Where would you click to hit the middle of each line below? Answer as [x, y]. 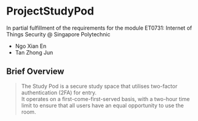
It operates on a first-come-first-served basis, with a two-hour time [105, 99]
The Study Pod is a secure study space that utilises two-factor [99, 86]
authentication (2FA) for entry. [59, 93]
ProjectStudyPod [50, 11]
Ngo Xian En [31, 46]
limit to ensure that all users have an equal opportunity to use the [102, 105]
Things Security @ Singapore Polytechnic [58, 34]
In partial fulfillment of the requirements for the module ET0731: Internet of [99, 28]
